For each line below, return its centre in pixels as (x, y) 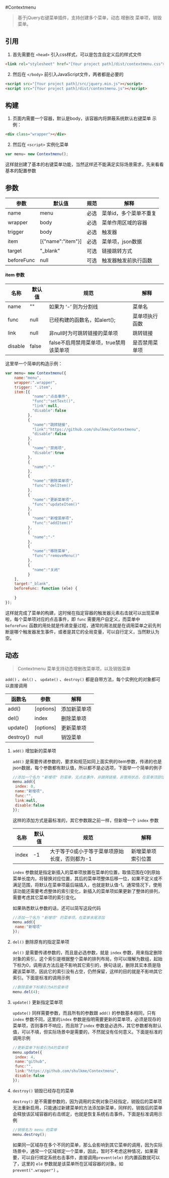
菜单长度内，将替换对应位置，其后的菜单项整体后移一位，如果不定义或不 (87, 878)
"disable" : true (48, 453)
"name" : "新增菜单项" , (53, 518)
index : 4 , (25, 1057)
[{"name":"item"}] (61, 241)
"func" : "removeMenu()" (56, 556)
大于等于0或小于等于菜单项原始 (87, 851)
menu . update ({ (27, 1052)
